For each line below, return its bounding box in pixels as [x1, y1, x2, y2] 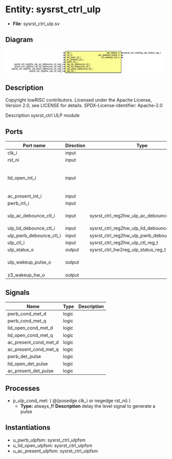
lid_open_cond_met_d [7, 325, 53, 331]
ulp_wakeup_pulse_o [7, 259, 51, 265]
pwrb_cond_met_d [7, 310, 47, 316]
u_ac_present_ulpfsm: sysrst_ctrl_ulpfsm [12, 448, 98, 454]
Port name [23, 142, 46, 148]
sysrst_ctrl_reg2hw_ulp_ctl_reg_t [89, 240, 159, 246]
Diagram [5, 35, 33, 44]
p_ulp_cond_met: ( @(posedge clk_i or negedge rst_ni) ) [12, 397, 131, 404]
